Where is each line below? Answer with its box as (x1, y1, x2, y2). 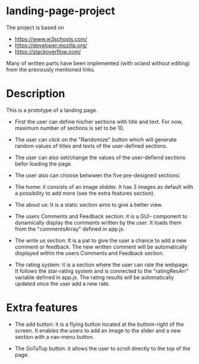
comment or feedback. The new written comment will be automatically (14, 243, 188, 250)
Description (6, 87, 65, 101)
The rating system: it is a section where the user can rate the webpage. (14, 261, 189, 268)
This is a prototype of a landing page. (6, 106, 98, 114)
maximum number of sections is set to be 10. (14, 124, 125, 132)
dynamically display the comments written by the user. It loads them (14, 219, 182, 226)
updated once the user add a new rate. (14, 280, 110, 287)
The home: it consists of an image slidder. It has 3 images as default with (14, 183, 194, 190)
